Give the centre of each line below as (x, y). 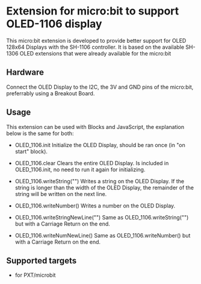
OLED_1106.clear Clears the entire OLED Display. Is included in (92, 163)
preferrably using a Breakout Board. (51, 93)
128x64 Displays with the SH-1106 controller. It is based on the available (95, 47)
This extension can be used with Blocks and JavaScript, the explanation (95, 127)
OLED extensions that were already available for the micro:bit (95, 53)
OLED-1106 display (54, 24)
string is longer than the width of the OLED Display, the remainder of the (104, 188)
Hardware (25, 73)
